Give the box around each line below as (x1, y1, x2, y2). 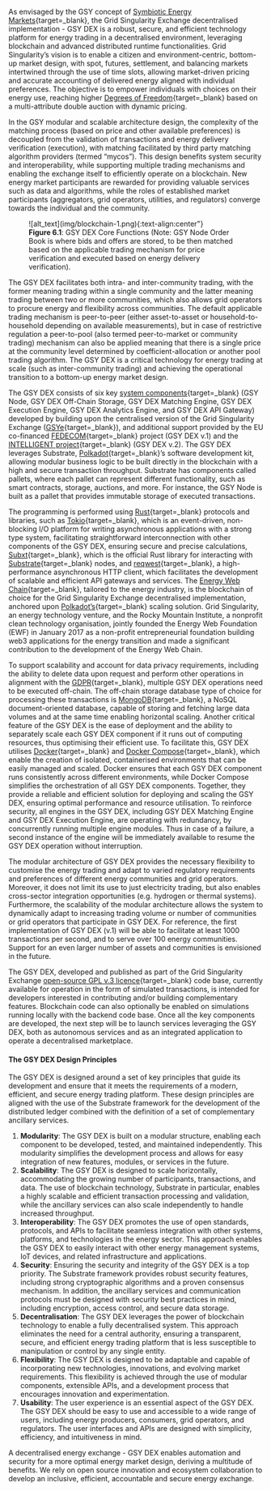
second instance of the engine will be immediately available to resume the (8, 833, 255, 841)
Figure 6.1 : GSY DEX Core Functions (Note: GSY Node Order (28, 228, 230, 237)
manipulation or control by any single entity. (19, 1346, 167, 1356)
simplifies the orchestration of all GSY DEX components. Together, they (8, 781, 247, 790)
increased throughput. (19, 1208, 95, 1218)
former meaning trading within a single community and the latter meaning (8, 287, 253, 296)
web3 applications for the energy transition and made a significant (8, 636, 230, 645)
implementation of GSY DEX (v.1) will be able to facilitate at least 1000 (8, 926, 240, 935)
